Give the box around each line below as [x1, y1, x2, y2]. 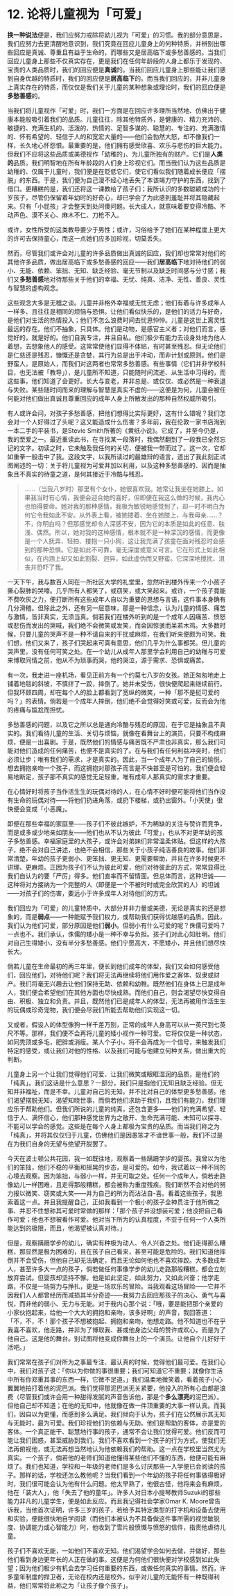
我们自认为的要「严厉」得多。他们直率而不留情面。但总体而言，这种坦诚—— [7, 871, 226, 880]
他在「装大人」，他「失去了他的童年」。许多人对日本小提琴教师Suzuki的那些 [7, 1488, 221, 1497]
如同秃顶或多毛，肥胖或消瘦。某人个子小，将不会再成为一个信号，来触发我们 [7, 1037, 226, 1046]
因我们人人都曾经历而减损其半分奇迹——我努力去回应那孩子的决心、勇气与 [7, 1291, 220, 1299]
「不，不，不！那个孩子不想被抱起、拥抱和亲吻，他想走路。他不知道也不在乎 [7, 1316, 226, 1325]
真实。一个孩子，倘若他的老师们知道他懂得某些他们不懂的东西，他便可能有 [7, 1453, 220, 1462]
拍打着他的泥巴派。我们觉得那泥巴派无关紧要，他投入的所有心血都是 [25, 1384, 220, 1392]
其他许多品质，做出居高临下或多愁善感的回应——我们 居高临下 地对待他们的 [7, 257, 220, 266]
